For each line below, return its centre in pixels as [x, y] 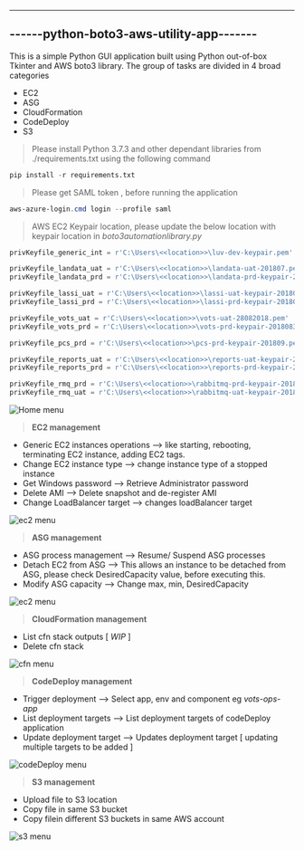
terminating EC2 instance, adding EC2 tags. [104, 454]
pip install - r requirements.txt [72, 175]
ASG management [66, 538]
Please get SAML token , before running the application [134, 192]
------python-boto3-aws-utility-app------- [133, 34]
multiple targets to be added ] [78, 747]
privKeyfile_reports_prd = [60, 368]
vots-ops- [262, 699]
